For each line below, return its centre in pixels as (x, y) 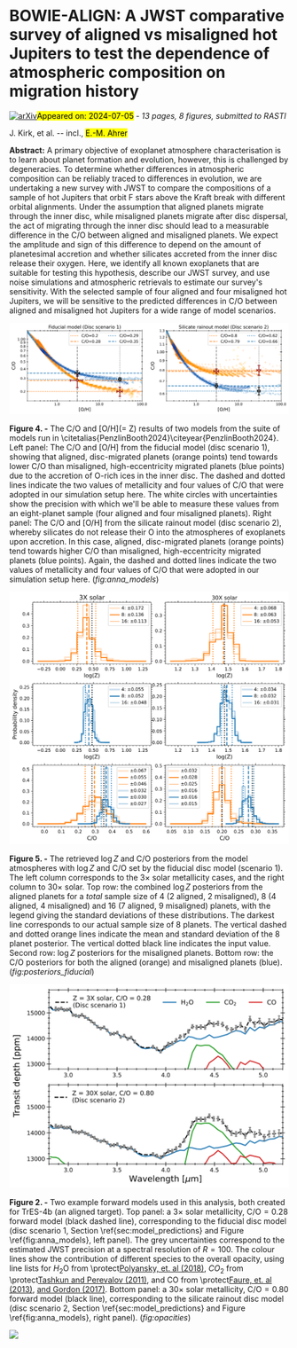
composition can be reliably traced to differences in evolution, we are (136, 178)
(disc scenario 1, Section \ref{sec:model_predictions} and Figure (127, 1231)
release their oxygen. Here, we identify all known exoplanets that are (134, 263)
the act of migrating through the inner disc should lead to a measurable (139, 225)
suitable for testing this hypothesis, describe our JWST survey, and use (140, 272)
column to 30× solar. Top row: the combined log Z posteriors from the (136, 887)
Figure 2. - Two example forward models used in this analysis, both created (147, 1203)
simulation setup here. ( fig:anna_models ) (84, 579)
